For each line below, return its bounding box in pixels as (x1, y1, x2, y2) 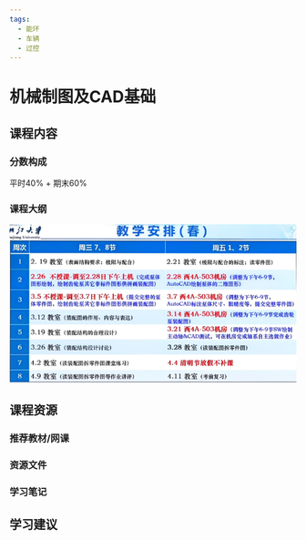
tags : (9, 15, 30, 24)
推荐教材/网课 (9, 433, 70, 445)
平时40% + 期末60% (9, 178, 88, 188)
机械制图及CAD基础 (9, 87, 157, 107)
